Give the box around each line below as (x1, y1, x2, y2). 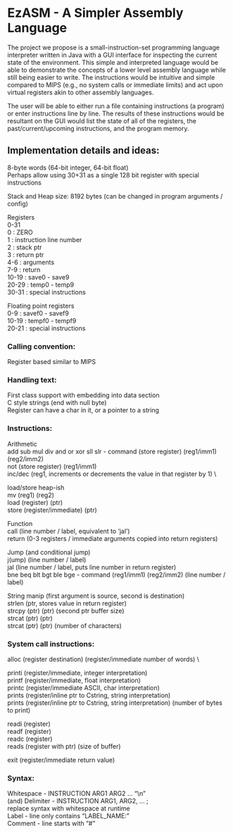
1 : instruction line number (7, 235, 82, 244)
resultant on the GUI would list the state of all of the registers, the (7, 116, 197, 125)
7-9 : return (7, 265, 41, 274)
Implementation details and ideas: (7, 144, 160, 156)
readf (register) (7, 727, 51, 735)
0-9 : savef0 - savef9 (7, 308, 69, 318)
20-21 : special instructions (7, 324, 86, 332)
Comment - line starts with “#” (7, 819, 96, 828)
